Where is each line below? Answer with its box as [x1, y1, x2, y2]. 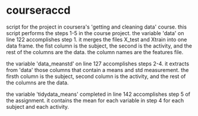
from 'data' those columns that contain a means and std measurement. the [6, 66, 189, 73]
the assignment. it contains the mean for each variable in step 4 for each [6, 96, 184, 104]
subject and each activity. [6, 103, 70, 110]
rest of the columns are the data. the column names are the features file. [6, 48, 184, 55]
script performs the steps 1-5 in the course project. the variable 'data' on [6, 29, 184, 36]
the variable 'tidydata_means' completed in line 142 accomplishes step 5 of [6, 90, 190, 98]
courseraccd [6, 4, 71, 17]
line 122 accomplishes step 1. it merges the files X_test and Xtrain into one [6, 36, 187, 43]
